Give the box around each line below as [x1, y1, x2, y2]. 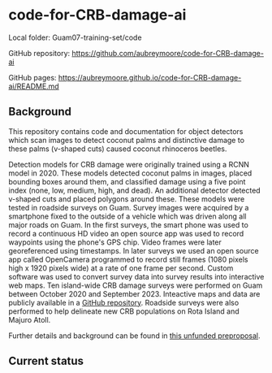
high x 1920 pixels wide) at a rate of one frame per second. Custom [8, 262, 234, 273]
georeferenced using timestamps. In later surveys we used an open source [8, 245, 259, 255]
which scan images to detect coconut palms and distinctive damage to [8, 135, 245, 145]
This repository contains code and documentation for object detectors [8, 126, 244, 136]
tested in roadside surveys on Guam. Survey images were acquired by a [8, 202, 249, 212]
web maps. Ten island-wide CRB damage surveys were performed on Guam [8, 280, 263, 290]
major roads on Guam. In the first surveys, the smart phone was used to [8, 219, 249, 229]
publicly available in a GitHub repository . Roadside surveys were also [8, 297, 240, 307]
